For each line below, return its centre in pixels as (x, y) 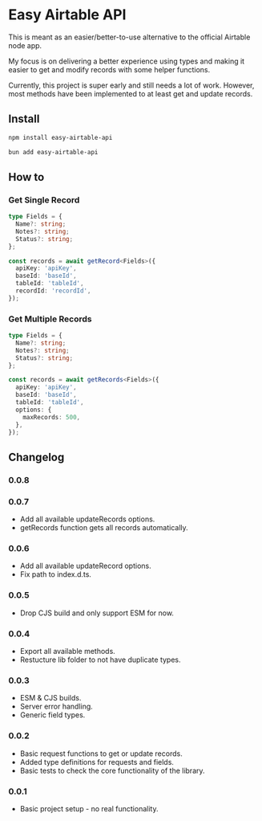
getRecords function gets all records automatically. (104, 528)
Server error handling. (56, 707)
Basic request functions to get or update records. (101, 754)
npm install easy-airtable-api (60, 137)
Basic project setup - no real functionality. (89, 808)
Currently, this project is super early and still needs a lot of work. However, (131, 85)
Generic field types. (52, 715)
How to (26, 177)
